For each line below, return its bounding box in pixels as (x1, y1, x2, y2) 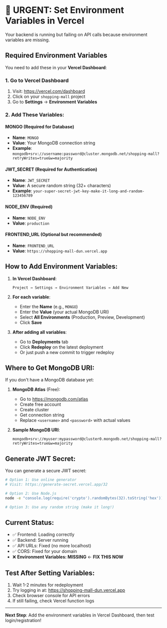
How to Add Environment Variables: (5, 262, 118, 271)
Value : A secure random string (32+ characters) (12, 183, 111, 189)
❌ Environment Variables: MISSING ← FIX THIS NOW (12, 554, 124, 560)
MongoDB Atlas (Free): (12, 386, 61, 392)
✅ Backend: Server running (12, 537, 69, 543)
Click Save (19, 319, 42, 325)
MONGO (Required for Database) (5, 124, 75, 129)
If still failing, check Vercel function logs (12, 598, 94, 604)
